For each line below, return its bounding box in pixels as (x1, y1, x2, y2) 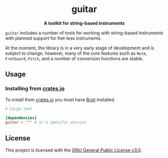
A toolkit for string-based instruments (44, 20, 125, 26)
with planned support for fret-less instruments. (5, 35, 102, 41)
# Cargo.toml (5, 106, 33, 111)
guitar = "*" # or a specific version (5, 120, 86, 125)
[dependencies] (5, 115, 37, 120)
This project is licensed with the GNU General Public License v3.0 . (5, 147, 142, 153)
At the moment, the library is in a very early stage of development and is (5, 45, 154, 51)
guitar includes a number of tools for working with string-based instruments (5, 30, 163, 36)
